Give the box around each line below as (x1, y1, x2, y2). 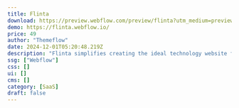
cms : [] (7, 76, 31, 84)
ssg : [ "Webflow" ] (7, 57, 59, 64)
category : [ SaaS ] (7, 83, 59, 90)
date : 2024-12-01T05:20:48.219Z (7, 43, 103, 50)
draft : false (7, 90, 46, 97)
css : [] (7, 63, 31, 70)
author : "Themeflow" (7, 37, 69, 44)
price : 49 (7, 30, 37, 38)
